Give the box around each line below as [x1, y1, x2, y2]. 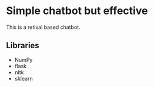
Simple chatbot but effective [6, 4, 148, 18]
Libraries [6, 41, 39, 51]
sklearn [14, 75, 34, 82]
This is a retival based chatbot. [6, 24, 81, 31]
